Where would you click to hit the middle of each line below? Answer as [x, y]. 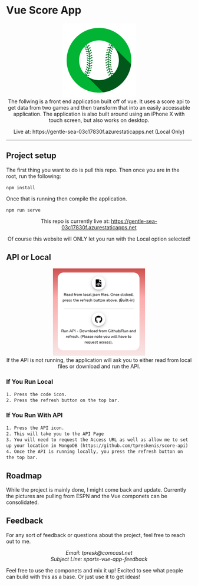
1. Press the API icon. [35, 428]
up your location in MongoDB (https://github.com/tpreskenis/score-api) [97, 446]
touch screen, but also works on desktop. [99, 120]
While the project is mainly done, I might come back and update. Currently [96, 490]
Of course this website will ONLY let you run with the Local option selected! [99, 239]
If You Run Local [30, 381]
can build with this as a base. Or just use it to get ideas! [73, 577]
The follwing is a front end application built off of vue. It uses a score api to [99, 101]
